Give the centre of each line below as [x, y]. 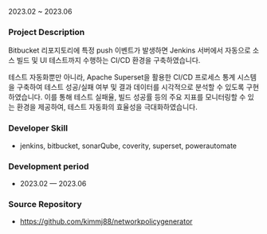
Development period [49, 166]
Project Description [47, 32]
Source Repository [45, 204]
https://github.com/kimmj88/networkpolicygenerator [106, 221]
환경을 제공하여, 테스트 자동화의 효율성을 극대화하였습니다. [107, 107]
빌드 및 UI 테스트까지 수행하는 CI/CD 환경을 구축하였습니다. [108, 60]
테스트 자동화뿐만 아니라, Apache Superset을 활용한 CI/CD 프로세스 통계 [122, 77]
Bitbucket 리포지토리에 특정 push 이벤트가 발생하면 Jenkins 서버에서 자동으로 [130, 50]
